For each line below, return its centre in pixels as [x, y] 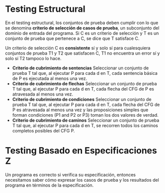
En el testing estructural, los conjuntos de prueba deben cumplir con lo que [82, 23]
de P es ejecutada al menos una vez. [50, 78]
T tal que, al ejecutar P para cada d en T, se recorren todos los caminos [85, 125]
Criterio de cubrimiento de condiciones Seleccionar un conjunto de [82, 99]
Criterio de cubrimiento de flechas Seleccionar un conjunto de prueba [84, 83]
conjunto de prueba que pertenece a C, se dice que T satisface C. [72, 38]
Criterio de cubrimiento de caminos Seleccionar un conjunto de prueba [86, 120]
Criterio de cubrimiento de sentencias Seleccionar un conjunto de [81, 68]
